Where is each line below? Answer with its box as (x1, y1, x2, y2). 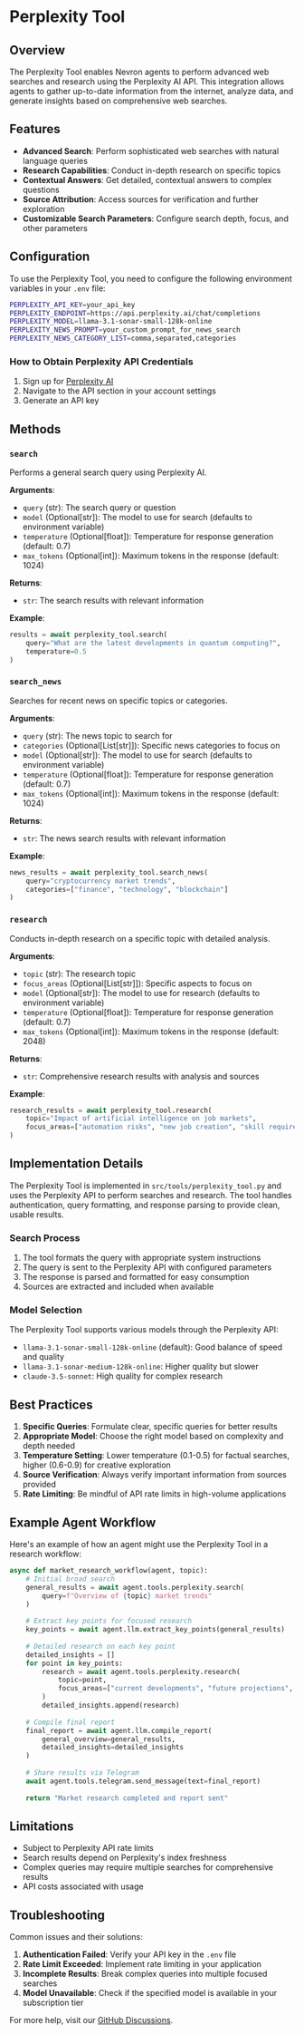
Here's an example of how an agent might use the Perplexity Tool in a (9, 1539, 269, 1550)
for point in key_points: (25, 1659, 124, 1668)
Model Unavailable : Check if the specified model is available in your (22, 1988, 278, 1999)
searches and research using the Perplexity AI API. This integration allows (9, 76, 285, 87)
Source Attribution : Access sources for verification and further (22, 193, 260, 205)
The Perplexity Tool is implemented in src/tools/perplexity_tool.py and (9, 1180, 282, 1191)
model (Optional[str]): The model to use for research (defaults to (22, 987, 261, 998)
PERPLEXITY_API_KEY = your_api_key (9, 300, 136, 309)
